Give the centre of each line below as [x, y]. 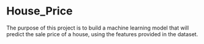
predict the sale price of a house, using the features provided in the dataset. [102, 34]
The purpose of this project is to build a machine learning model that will [98, 28]
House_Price [40, 11]
